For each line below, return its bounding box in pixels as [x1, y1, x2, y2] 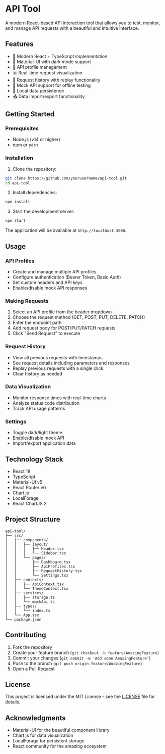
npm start [5, 218, 26, 223]
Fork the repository [12, 644, 53, 650]
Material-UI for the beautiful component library [12, 727, 110, 733]
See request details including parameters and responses [12, 360, 130, 366]
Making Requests [5, 297, 49, 304]
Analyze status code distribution [12, 400, 79, 406]
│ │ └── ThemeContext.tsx [5, 586, 69, 591]
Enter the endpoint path [12, 319, 62, 326]
